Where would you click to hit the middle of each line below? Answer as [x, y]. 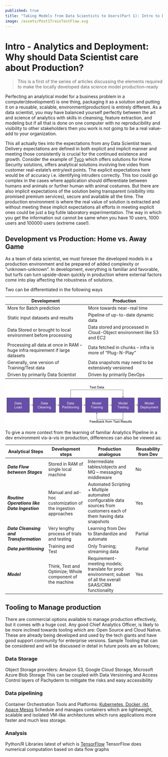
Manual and [60, 492]
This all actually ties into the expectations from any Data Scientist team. [79, 143]
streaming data [103, 551]
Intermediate [101, 461]
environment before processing [40, 335]
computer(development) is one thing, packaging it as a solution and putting [82, 102]
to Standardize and [107, 534]
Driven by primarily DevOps [116, 374]
